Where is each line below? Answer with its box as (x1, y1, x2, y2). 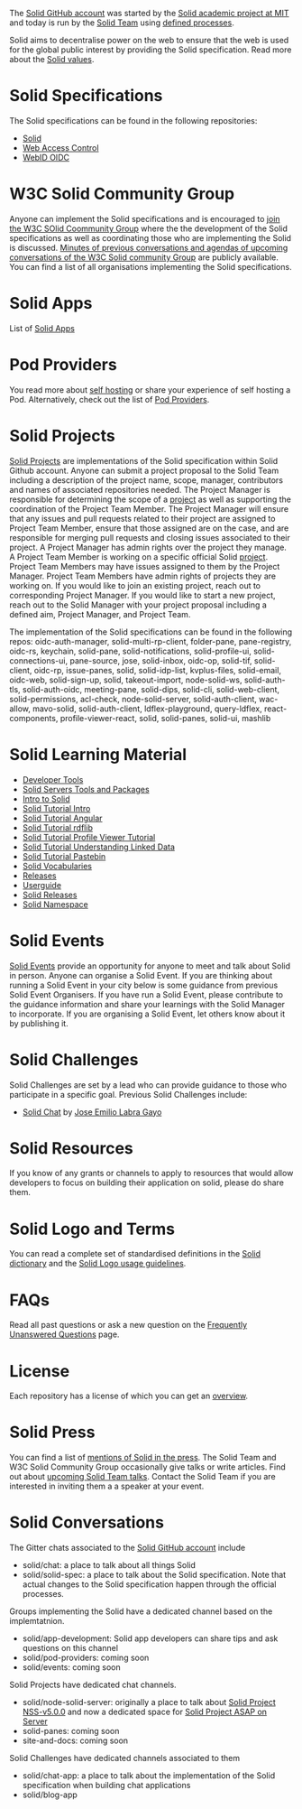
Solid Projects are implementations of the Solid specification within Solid (9, 455, 279, 466)
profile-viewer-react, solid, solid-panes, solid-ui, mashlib (59, 712, 271, 723)
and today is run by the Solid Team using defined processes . (9, 17, 234, 28)
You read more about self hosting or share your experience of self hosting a (9, 384, 291, 395)
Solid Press (9, 1422, 96, 1443)
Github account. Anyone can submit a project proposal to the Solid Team (9, 465, 279, 476)
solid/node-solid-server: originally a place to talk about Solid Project (22, 1697, 277, 1708)
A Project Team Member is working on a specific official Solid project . (9, 551, 269, 562)
